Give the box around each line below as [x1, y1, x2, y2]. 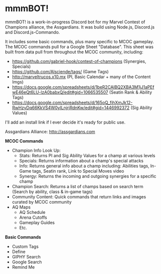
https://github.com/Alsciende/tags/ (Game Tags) [12, 68, 109, 74]
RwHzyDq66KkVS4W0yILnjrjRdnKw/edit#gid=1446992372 [12, 105, 130, 111]
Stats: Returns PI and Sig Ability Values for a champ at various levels [19, 152, 156, 158]
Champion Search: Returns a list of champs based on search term [12, 183, 144, 189]
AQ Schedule [19, 209, 46, 215]
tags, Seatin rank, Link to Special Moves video [32, 168, 124, 174]
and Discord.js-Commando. [5, 29, 60, 35]
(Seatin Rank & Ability [109, 89, 152, 95]
